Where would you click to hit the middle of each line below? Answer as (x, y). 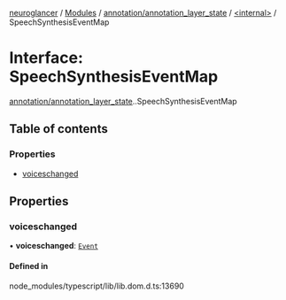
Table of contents (58, 129)
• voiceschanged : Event (54, 246)
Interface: (46, 58)
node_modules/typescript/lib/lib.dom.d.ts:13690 (97, 286)
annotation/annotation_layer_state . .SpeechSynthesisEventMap (123, 101)
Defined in (29, 265)
